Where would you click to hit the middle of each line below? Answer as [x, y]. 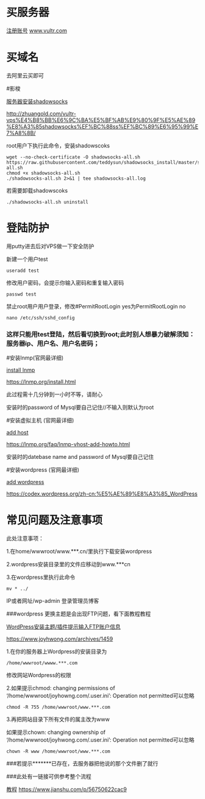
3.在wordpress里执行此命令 [41, 577]
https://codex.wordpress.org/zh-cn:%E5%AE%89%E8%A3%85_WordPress [102, 494]
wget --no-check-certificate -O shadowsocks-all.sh [73, 157]
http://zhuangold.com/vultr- [41, 113]
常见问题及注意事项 [55, 520]
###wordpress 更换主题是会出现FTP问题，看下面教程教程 [79, 614]
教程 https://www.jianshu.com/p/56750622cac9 [67, 789]
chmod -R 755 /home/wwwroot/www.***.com [59, 708]
